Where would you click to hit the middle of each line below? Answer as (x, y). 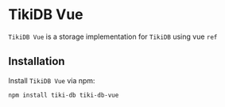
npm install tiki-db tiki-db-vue (64, 95)
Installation (37, 61)
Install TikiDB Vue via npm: (52, 80)
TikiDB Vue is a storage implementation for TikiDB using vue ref (113, 36)
